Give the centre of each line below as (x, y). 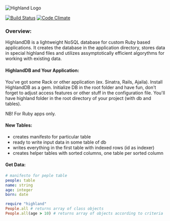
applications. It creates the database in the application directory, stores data (85, 48)
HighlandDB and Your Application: (42, 70)
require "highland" (26, 204)
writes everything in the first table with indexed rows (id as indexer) (83, 147)
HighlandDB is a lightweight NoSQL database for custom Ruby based (78, 42)
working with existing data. (34, 58)
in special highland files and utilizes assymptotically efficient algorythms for (85, 53)
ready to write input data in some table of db (59, 142)
